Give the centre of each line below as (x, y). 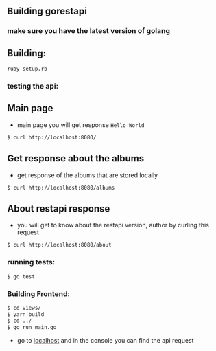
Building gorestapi (47, 11)
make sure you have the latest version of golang (88, 31)
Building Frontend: (39, 293)
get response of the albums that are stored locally (87, 175)
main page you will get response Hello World (81, 125)
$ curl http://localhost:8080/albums (61, 188)
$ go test (21, 276)
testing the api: (33, 87)
